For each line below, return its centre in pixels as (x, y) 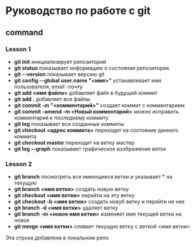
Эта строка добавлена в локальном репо (57, 238)
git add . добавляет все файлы (52, 99)
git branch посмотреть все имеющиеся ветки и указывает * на (93, 177)
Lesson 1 (18, 49)
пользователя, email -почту (48, 87)
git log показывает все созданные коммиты (69, 123)
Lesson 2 (19, 164)
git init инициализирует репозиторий (60, 61)
